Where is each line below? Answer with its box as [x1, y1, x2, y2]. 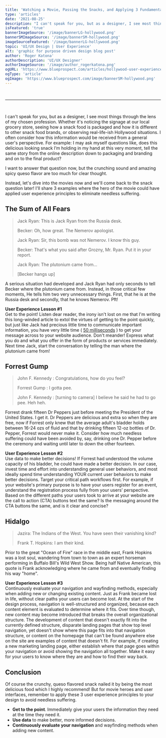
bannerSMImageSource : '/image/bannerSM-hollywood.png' [5, 35, 121, 40]
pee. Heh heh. [17, 400, 46, 406]
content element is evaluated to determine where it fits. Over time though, [5, 607, 156, 612]
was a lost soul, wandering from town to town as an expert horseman [5, 555, 146, 561]
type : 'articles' [5, 12, 41, 17]
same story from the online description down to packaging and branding [5, 150, 153, 156]
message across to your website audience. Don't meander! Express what [5, 332, 154, 338]
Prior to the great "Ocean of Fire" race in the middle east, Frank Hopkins [5, 550, 152, 556]
